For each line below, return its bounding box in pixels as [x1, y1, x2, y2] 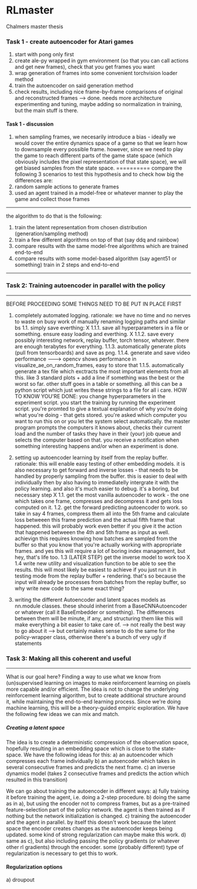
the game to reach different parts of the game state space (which [14, 152, 173, 159]
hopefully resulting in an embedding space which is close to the [6, 745, 161, 752]
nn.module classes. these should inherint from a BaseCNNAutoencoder [14, 602, 188, 609]
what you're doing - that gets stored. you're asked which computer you [14, 411, 187, 418]
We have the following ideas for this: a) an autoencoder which [23, 751, 174, 758]
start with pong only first [14, 51, 74, 58]
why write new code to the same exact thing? [14, 585, 125, 592]
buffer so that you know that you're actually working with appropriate [14, 541, 182, 548]
